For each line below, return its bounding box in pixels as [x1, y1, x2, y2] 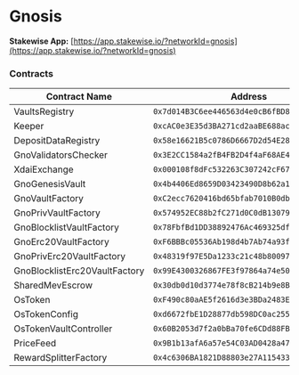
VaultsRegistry [13, 105, 75, 118]
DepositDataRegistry [13, 135, 101, 147]
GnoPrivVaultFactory [13, 207, 101, 219]
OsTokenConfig [13, 308, 78, 321]
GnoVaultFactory [13, 192, 85, 205]
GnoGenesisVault [13, 178, 86, 191]
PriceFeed [13, 337, 57, 349]
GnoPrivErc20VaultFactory [13, 250, 126, 263]
